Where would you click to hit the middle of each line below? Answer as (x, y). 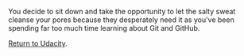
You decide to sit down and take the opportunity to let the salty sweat (122, 11)
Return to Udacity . (38, 43)
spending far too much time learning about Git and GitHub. (104, 28)
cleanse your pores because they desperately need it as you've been (121, 20)
